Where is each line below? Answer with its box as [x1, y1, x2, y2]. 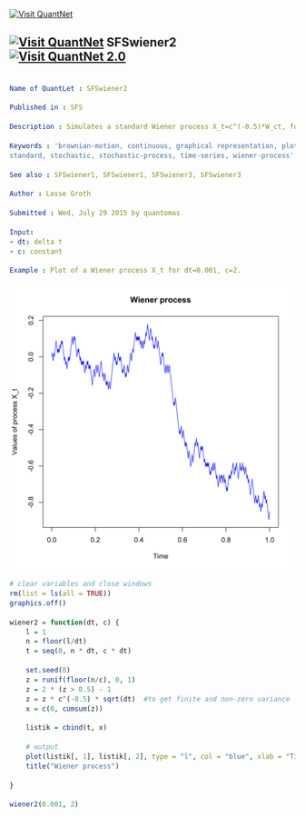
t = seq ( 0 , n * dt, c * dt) [25, 646, 132, 656]
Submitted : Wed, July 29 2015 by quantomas [9, 209, 181, 218]
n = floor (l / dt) [25, 637, 88, 646]
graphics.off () [9, 598, 67, 608]
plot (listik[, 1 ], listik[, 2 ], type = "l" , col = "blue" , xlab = [25, 752, 282, 761]
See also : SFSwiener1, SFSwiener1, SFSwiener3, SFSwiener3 [9, 170, 242, 179]
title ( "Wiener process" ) [25, 762, 120, 771]
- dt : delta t [9, 237, 64, 246]
